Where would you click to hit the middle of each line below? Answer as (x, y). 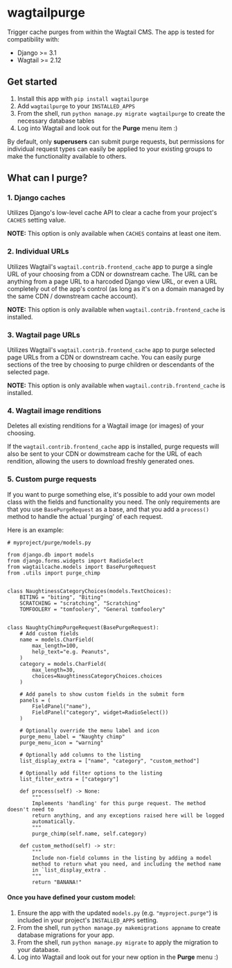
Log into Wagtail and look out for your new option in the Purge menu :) (118, 957)
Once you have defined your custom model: (72, 897)
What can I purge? (47, 178)
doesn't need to (30, 809)
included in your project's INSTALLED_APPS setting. (88, 920)
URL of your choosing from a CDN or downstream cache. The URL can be (113, 274)
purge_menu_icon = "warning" (62, 743)
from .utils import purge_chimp (54, 573)
